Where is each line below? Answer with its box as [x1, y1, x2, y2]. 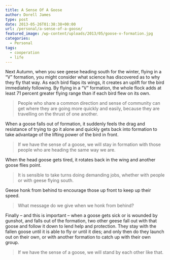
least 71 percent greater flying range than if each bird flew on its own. [5, 90, 151, 97]
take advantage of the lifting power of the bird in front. [5, 132, 119, 138]
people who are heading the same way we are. [17, 147, 116, 153]
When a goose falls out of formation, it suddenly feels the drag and [5, 121, 146, 127]
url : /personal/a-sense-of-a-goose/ [5, 26, 83, 32]
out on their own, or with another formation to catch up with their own [5, 234, 151, 240]
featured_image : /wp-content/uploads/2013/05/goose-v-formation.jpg [5, 31, 153, 36]
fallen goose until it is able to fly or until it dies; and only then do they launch [5, 228, 164, 235]
